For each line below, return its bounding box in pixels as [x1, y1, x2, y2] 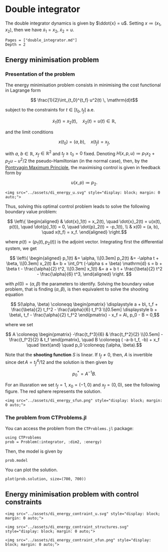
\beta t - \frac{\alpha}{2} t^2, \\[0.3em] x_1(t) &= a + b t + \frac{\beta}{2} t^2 [6, 266, 163, 272]
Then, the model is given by [5, 448, 63, 454]
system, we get [5, 245, 37, 251]
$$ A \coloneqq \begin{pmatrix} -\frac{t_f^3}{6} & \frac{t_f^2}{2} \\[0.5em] [6, 331, 160, 337]
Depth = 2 [5, 42, 26, 47]
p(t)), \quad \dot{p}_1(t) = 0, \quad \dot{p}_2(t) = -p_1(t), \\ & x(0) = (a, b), [9, 224, 159, 230]
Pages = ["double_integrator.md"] [5, 38, 78, 43]
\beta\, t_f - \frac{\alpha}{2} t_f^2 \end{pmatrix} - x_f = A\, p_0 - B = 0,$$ [9, 312, 159, 318]
